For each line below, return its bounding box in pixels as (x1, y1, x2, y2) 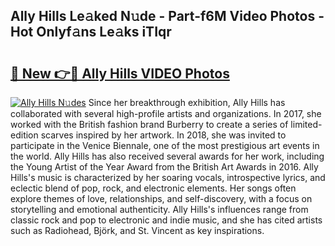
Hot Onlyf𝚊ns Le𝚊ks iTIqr (10, 24, 172, 41)
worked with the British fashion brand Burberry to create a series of (10, 119, 289, 130)
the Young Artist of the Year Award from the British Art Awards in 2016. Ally (10, 161, 319, 173)
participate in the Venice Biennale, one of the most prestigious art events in (10, 140, 320, 151)
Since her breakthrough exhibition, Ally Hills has (88, 97, 286, 108)
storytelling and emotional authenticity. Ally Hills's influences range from (10, 204, 309, 215)
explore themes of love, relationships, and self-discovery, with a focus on (10, 193, 313, 204)
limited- (290, 119, 323, 130)
